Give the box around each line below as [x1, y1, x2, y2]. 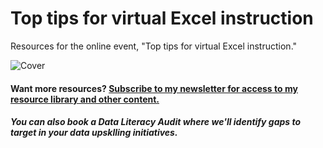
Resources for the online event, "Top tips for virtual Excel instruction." [10, 40, 298, 52]
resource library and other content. [10, 93, 160, 105]
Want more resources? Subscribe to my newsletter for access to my [10, 82, 298, 94]
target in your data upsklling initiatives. [10, 127, 178, 139]
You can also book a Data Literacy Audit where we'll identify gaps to [10, 116, 302, 128]
